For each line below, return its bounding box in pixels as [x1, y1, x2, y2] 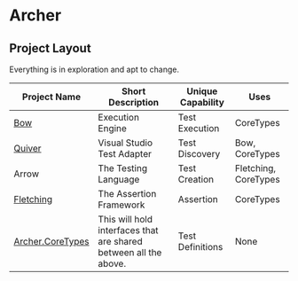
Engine [98, 122, 127, 134]
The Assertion [98, 188, 157, 199]
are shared [98, 236, 144, 247]
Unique [186, 85, 218, 98]
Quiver [13, 143, 42, 154]
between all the [98, 246, 162, 258]
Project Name [21, 90, 82, 103]
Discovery [177, 148, 221, 160]
